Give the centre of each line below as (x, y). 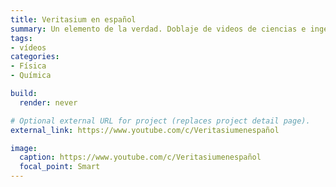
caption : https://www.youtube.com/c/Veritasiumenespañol (140, 157)
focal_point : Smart (60, 167)
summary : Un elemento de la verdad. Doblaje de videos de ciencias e (158, 29)
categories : (35, 57)
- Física (28, 66)
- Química (31, 76)
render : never (48, 102)
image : (24, 148)
